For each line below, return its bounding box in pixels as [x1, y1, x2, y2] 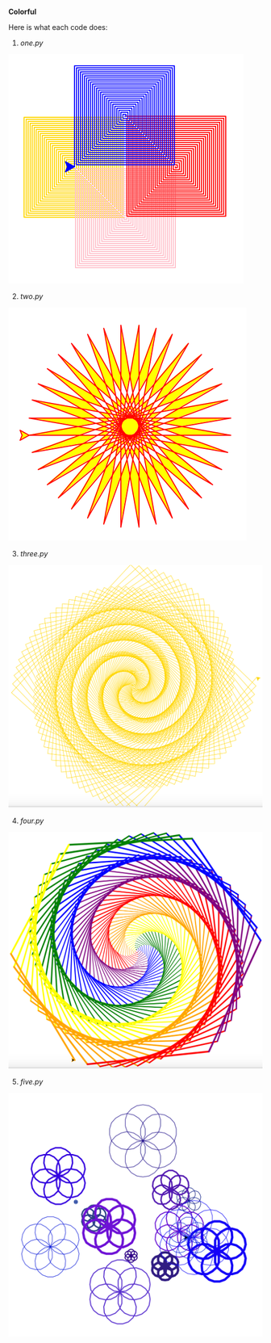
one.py [19, 38, 44, 48]
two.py [19, 292, 44, 301]
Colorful [8, 7, 37, 16]
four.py [19, 816, 44, 825]
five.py [19, 1076, 44, 1086]
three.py [19, 549, 48, 558]
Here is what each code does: [8, 23, 108, 31]
